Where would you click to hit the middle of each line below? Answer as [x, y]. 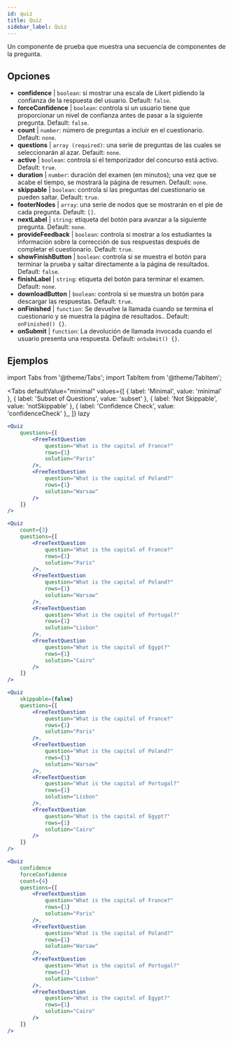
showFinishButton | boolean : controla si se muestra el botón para [112, 257]
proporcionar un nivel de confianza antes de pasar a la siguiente [110, 116]
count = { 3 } [34, 530]
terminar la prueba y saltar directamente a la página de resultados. [113, 264]
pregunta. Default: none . [51, 227]
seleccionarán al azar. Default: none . [69, 153]
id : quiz [20, 14]
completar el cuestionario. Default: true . [75, 249]
